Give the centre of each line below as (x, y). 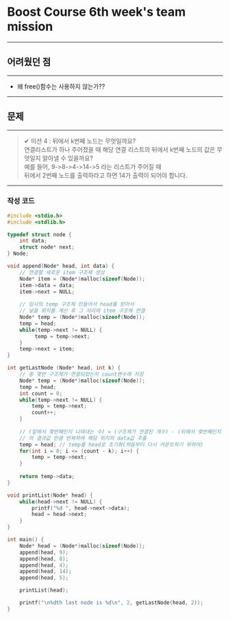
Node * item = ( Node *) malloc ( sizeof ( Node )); (82, 279)
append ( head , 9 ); (44, 552)
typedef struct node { (39, 234)
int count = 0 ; (41, 393)
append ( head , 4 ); (44, 565)
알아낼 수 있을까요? (68, 158)
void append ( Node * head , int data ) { (61, 266)
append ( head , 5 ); (44, 578)
